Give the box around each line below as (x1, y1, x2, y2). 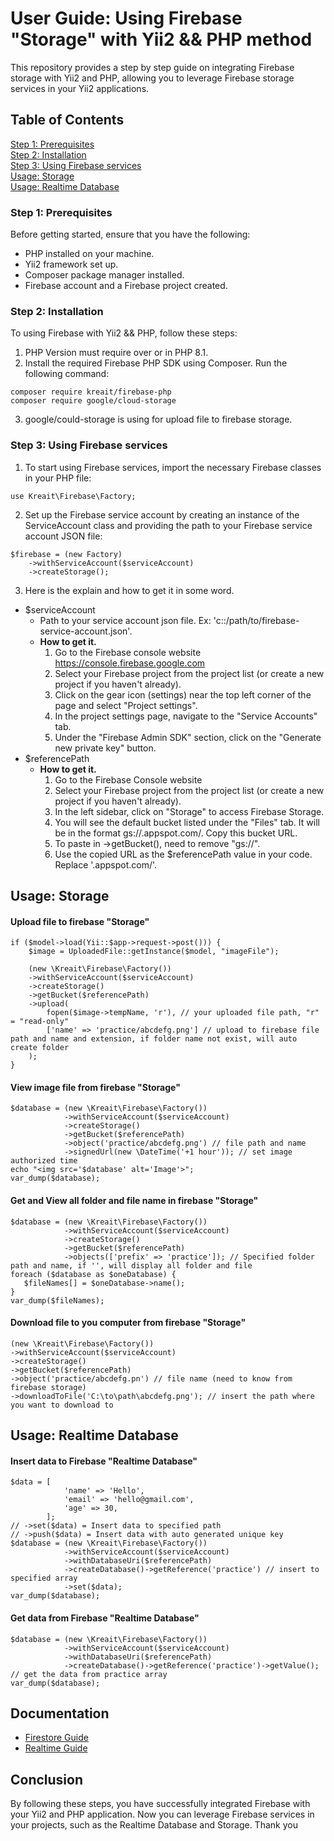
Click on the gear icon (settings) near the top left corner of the (54, 688, 312, 701)
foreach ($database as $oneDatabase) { (10, 1269, 177, 1279)
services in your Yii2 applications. (10, 82, 150, 94)
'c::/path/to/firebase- (213, 614, 300, 626)
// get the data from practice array (10, 1669, 168, 1679)
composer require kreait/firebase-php (10, 387, 172, 397)
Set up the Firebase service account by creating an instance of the (24, 508, 300, 521)
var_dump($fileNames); (10, 1295, 105, 1306)
